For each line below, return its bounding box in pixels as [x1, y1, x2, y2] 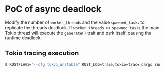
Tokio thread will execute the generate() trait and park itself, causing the [5, 30, 152, 36]
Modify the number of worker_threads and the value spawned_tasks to [5, 19, 145, 25]
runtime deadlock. [5, 35, 42, 41]
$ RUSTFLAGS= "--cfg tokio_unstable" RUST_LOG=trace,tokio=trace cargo [5, 62, 153, 67]
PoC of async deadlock [5, 3, 102, 15]
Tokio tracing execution [5, 49, 79, 57]
